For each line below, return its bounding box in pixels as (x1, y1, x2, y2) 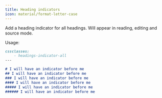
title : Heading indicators (5, 7, 60, 12)
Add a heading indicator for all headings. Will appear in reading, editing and (5, 25, 158, 31)
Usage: (5, 39, 20, 45)
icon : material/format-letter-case (5, 12, 78, 16)
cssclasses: (5, 49, 29, 54)
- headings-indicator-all (14, 53, 67, 58)
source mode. (5, 30, 33, 36)
